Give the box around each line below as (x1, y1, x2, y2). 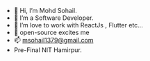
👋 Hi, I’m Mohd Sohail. (13, 7, 78, 14)
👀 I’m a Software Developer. (13, 14, 94, 22)
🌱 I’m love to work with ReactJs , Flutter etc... (13, 21, 144, 29)
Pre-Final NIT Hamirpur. (13, 46, 82, 54)
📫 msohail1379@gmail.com (13, 36, 94, 44)
